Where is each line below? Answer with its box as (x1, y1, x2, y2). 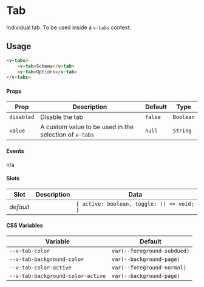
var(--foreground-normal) (111, 265, 187, 271)
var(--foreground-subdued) (111, 248, 190, 255)
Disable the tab (40, 113, 84, 121)
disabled (9, 113, 35, 121)
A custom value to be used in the (40, 123, 134, 131)
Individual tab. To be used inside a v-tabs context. (6, 24, 132, 31)
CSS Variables (6, 222, 44, 229)
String (172, 127, 192, 134)
